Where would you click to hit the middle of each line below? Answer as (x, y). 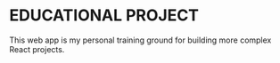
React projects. (37, 49)
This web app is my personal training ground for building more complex (140, 40)
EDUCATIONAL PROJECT (104, 16)
